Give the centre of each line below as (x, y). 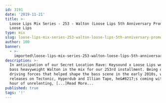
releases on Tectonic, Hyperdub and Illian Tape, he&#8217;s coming (82, 79)
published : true (22, 88)
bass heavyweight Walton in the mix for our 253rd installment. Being (84, 70)
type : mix (15, 33)
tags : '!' (15, 93)
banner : (13, 47)
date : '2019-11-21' (25, 14)
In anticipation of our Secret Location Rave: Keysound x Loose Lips (83, 65)
